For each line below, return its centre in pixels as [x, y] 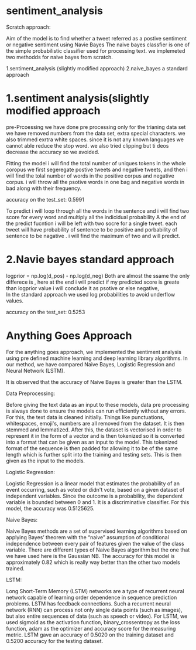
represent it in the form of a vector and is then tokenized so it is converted [95, 435]
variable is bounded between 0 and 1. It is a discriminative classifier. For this [98, 502]
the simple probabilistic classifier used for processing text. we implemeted [96, 50]
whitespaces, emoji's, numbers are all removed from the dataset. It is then [95, 423]
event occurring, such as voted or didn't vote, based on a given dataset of [95, 489]
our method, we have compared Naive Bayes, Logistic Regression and [91, 364]
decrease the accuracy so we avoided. [53, 152]
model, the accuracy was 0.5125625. [50, 508]
